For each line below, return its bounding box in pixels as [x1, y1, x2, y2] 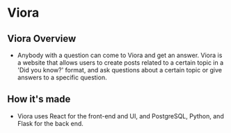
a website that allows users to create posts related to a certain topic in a [17, 58, 224, 67]
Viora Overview [7, 33, 77, 45]
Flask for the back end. [17, 119, 83, 127]
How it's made [7, 93, 71, 105]
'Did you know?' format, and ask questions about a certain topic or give [17, 66, 223, 74]
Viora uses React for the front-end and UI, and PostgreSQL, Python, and [17, 111, 224, 120]
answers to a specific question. [17, 73, 107, 81]
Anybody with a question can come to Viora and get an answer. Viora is [17, 51, 223, 59]
